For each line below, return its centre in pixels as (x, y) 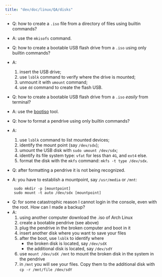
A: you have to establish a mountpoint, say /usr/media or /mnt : (75, 179)
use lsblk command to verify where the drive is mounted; (77, 77)
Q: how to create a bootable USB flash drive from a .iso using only (79, 47)
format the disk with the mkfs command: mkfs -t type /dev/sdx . (84, 160)
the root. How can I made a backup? (49, 207)
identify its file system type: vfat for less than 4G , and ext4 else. (83, 155)
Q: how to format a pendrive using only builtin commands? (71, 121)
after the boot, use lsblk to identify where (61, 238)
